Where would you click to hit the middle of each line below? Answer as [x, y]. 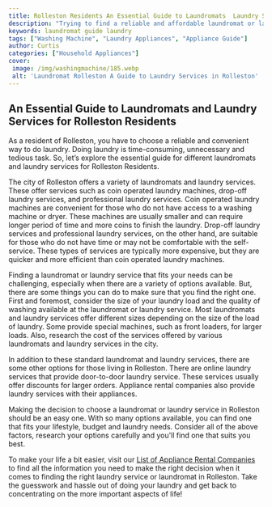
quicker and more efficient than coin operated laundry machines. [117, 260]
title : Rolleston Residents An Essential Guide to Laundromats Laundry [134, 16]
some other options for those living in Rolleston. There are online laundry [130, 368]
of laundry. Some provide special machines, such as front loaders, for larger [135, 327]
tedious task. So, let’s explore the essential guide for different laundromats [132, 158]
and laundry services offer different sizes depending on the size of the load [134, 318]
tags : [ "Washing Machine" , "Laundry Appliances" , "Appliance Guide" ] [128, 38]
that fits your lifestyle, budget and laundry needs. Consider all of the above [133, 427]
